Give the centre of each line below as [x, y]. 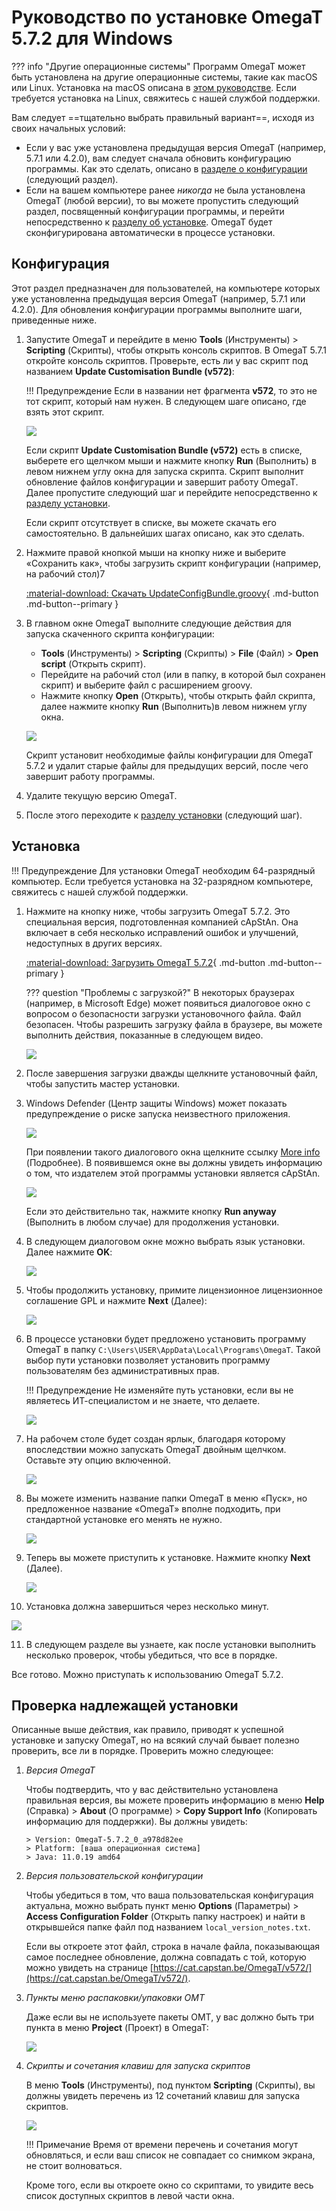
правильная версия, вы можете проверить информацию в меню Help [175, 1800]
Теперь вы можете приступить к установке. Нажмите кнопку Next [168, 1557]
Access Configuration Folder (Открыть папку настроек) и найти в [165, 1917]
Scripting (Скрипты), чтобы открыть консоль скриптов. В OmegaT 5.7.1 [176, 350]
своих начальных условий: [68, 128]
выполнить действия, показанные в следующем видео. [144, 1035]
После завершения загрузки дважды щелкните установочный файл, [172, 1073]
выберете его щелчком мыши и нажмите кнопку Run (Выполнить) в [171, 460]
